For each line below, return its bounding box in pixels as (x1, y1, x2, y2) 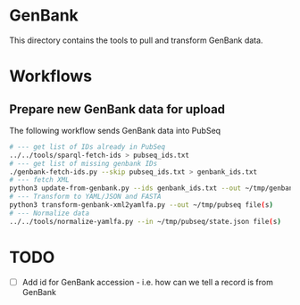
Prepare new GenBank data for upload (9, 102, 226, 117)
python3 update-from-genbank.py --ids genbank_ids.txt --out (9, 184, 242, 193)
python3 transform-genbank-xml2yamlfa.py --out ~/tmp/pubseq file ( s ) (9, 201, 274, 210)
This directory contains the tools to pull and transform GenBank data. (9, 35, 263, 45)
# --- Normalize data (9, 209, 90, 218)
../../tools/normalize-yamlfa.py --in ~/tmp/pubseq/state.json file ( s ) (9, 217, 281, 226)
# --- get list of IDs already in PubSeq (9, 142, 166, 152)
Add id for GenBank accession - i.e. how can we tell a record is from (21, 276, 274, 287)
